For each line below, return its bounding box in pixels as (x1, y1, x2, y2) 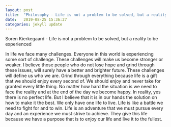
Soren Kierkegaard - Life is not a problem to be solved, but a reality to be (5, 36, 158, 42)
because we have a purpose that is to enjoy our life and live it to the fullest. (5, 116, 163, 122)
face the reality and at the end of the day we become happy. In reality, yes (5, 89, 161, 95)
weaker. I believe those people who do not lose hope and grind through (5, 62, 155, 68)
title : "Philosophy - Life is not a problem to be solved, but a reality (5, 12, 167, 17)
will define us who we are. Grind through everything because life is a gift (5, 72, 157, 79)
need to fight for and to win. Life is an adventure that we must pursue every (5, 105, 164, 111)
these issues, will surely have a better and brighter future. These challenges (5, 67, 164, 73)
